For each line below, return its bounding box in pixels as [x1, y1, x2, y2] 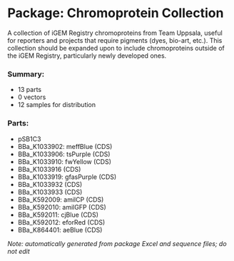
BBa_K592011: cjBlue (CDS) [17, 210, 98, 219]
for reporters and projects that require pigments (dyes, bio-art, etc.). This [7, 36, 223, 44]
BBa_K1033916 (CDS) [17, 165, 81, 173]
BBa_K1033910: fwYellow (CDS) [17, 157, 112, 165]
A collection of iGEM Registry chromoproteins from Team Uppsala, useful [7, 29, 223, 37]
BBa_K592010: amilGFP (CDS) [17, 203, 107, 211]
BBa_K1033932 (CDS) [17, 180, 83, 188]
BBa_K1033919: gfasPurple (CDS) [17, 173, 117, 181]
